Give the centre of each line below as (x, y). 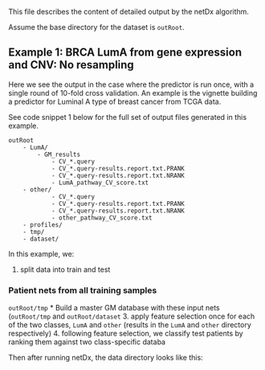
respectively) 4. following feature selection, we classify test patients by (126, 334)
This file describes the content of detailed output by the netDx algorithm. (128, 12)
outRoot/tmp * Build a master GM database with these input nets (114, 308)
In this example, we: (41, 253)
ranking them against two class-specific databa (87, 342)
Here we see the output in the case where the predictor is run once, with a (131, 84)
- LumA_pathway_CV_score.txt (100, 183)
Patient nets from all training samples (83, 290)
